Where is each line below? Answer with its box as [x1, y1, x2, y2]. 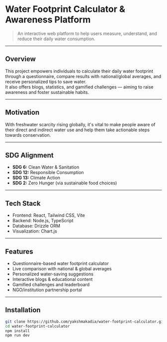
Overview [5, 55, 36, 63]
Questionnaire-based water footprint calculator [12, 260, 109, 266]
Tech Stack [5, 199, 41, 207]
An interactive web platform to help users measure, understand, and [17, 30, 158, 36]
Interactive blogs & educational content [12, 276, 93, 282]
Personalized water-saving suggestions [12, 271, 93, 277]
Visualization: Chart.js [12, 228, 57, 234]
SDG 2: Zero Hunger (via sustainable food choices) [12, 180, 117, 186]
